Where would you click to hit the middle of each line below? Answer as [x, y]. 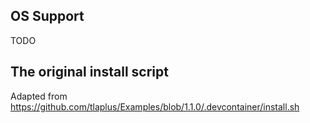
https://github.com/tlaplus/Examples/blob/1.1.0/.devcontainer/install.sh [155, 106]
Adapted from [39, 96]
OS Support [47, 16]
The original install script [89, 72]
